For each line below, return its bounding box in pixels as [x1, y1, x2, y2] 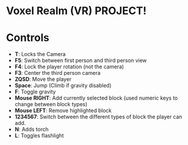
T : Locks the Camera [14, 51, 66, 58]
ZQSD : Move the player [14, 75, 72, 83]
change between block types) [14, 101, 88, 108]
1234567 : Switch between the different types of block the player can [14, 113, 183, 120]
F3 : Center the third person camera [14, 70, 101, 77]
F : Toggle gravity [14, 88, 56, 95]
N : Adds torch [14, 126, 49, 133]
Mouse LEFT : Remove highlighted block [14, 107, 112, 114]
